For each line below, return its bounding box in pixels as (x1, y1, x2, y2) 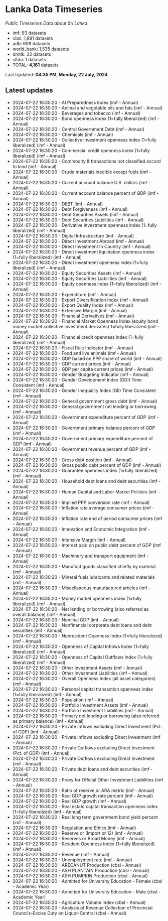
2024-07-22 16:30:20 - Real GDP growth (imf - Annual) (12, 798, 127, 804)
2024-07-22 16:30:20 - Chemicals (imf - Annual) (12, 131, 114, 138)
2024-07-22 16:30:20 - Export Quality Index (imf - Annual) (12, 302, 134, 308)
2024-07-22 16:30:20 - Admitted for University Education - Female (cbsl (12, 878, 162, 884)
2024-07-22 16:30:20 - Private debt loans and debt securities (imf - (12, 766, 153, 772)
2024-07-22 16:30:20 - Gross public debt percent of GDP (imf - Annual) (12, 462, 161, 468)
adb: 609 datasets (12, 40, 51, 46)
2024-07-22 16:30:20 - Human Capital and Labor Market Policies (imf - (12, 488, 160, 495)
